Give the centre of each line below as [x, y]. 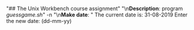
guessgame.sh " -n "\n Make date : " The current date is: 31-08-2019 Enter [97, 15]
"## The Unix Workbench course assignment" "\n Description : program [95, 9]
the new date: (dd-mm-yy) [39, 21]
